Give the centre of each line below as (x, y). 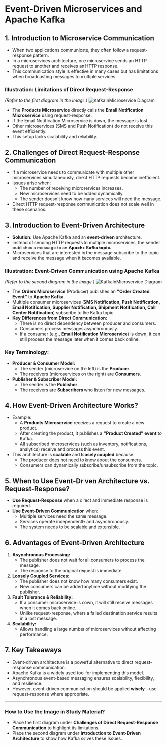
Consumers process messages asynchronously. (69, 329)
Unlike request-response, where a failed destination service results (88, 613)
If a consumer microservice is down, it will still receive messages (86, 602)
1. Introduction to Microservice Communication (80, 38)
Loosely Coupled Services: (41, 576)
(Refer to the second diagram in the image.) (50, 282)
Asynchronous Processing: (41, 554)
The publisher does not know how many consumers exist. (79, 581)
